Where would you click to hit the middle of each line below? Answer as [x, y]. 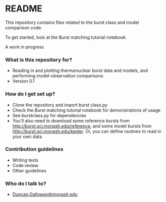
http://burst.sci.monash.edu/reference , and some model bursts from [82, 126]
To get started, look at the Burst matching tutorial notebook [65, 37]
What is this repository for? [39, 60]
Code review [25, 165]
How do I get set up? [30, 94]
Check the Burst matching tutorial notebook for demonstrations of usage [86, 110]
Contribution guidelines [34, 149]
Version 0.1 [23, 81]
